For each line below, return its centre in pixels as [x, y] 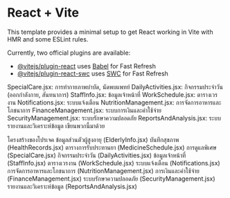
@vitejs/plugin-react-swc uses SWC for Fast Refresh [92, 73]
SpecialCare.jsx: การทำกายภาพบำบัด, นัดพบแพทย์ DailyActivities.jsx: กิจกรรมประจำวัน [115, 87]
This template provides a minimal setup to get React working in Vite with [110, 32]
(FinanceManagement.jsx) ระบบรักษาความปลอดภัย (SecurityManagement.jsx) [112, 179]
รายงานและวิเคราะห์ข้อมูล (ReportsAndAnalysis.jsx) [72, 186]
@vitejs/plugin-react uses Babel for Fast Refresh [87, 66]
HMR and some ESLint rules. [48, 39]
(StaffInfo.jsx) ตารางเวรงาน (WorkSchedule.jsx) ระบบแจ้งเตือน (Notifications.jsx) [114, 163]
